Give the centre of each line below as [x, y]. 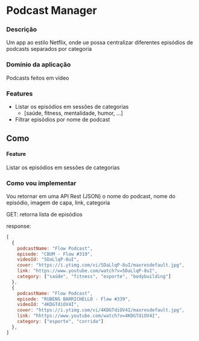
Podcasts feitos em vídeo [38, 78]
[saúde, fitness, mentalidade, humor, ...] [74, 113]
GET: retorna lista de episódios [44, 214]
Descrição [22, 30]
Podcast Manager [52, 11]
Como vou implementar [41, 183]
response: [19, 226]
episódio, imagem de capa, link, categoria [58, 203]
